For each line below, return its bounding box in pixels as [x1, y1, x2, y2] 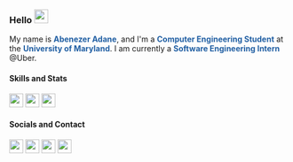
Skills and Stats [9, 73, 68, 83]
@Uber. [9, 53, 37, 64]
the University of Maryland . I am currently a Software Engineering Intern [9, 43, 281, 54]
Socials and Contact [9, 120, 86, 130]
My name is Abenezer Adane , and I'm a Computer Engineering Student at [9, 34, 284, 44]
